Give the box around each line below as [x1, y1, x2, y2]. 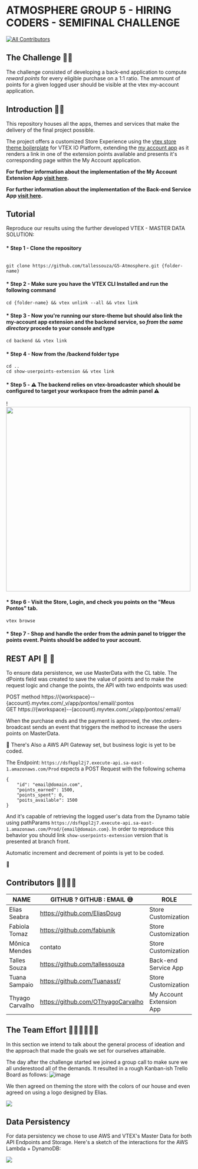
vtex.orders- [151, 717, 181, 724]
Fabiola [9, 922, 29, 930]
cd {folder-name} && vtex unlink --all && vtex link [6, 299, 138, 306]
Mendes [9, 946, 32, 955]
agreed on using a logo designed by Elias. [6, 1089, 108, 1096]
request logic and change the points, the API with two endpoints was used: [6, 682, 188, 688]
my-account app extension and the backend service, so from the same [6, 318, 183, 325]
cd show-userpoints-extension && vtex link [6, 368, 115, 375]
